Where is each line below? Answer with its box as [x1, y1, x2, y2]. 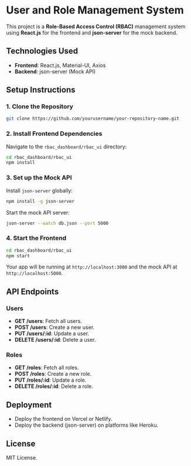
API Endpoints [6, 287, 59, 297]
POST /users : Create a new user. [14, 324, 95, 331]
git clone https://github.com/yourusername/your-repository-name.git [6, 115, 180, 122]
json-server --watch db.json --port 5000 [6, 220, 109, 226]
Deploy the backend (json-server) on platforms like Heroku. [14, 421, 159, 428]
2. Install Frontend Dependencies [6, 130, 103, 138]
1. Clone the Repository [6, 103, 73, 111]
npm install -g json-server [6, 198, 75, 204]
